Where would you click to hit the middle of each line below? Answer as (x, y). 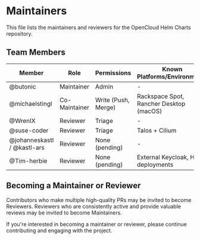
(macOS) (149, 111)
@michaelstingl (31, 103)
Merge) (105, 107)
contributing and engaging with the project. (59, 230)
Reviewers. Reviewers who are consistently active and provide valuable (94, 206)
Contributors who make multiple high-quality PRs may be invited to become (99, 200)
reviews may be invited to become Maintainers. (64, 213)
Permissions (113, 72)
